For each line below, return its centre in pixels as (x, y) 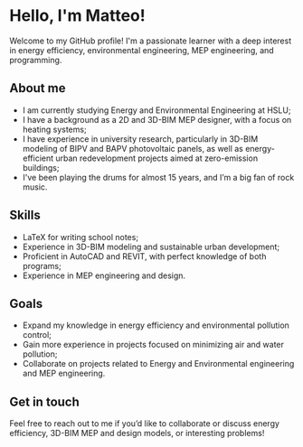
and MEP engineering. (64, 373)
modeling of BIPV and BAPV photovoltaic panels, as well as (133, 148)
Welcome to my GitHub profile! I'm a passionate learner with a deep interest (151, 41)
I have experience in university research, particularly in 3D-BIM (140, 139)
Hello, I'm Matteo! (78, 16)
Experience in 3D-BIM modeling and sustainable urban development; (151, 247)
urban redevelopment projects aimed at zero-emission (157, 158)
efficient (38, 158)
